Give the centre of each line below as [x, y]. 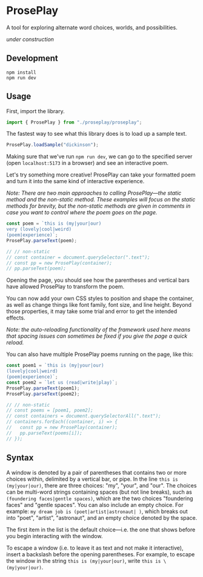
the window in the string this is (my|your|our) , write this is [84, 561]
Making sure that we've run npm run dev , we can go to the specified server [99, 156]
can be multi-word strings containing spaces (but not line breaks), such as [99, 492]
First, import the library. [35, 111]
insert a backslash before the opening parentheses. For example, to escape [101, 554]
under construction [30, 39]
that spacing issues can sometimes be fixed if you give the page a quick [97, 336]
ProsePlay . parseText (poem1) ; [43, 388]
